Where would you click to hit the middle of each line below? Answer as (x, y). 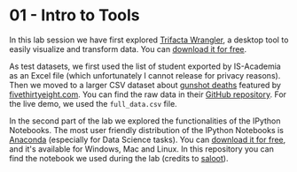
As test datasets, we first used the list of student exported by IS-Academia (145, 66)
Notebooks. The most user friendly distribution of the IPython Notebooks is (146, 130)
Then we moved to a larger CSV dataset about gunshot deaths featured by (145, 85)
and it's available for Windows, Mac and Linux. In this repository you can (142, 149)
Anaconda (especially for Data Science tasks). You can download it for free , (148, 139)
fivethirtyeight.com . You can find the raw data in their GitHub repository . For (148, 94)
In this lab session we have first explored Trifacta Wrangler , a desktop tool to (149, 40)
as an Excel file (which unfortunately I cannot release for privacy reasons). (145, 75)
